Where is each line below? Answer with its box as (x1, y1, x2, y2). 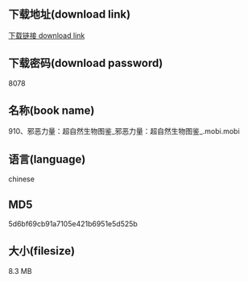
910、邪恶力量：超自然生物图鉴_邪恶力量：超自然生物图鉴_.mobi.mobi (8, 126, 240, 136)
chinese (8, 174, 35, 184)
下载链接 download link (8, 31, 85, 40)
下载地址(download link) (8, 7, 131, 22)
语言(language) (8, 152, 86, 166)
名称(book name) (8, 104, 95, 118)
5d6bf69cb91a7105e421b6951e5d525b (8, 219, 138, 229)
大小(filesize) (8, 244, 75, 258)
